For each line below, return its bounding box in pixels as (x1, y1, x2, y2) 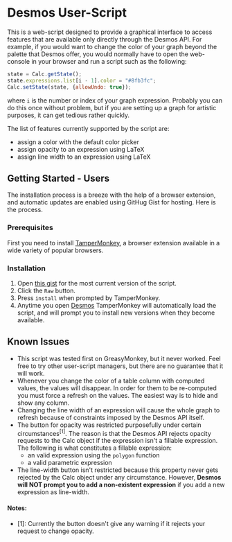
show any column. (17, 399, 70, 407)
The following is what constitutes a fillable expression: (17, 444, 172, 452)
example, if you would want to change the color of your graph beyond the (7, 42, 217, 51)
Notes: (7, 504, 28, 512)
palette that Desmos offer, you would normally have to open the (7, 50, 189, 58)
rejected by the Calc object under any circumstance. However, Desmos (17, 473, 222, 482)
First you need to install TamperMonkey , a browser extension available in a (7, 238, 220, 247)
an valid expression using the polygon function (27, 451, 160, 460)
